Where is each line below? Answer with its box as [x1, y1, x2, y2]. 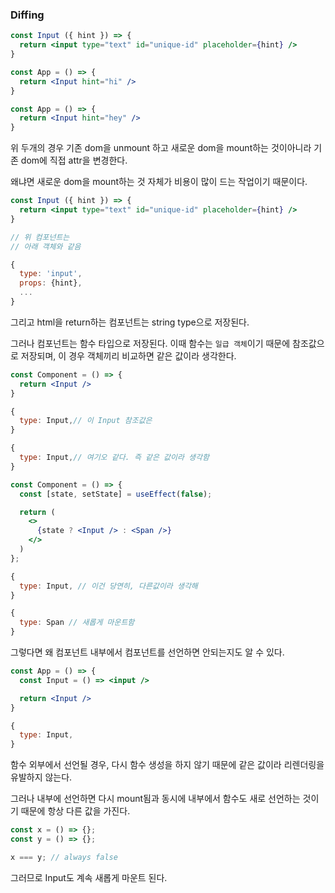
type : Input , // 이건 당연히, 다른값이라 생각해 [19, 581, 198, 591]
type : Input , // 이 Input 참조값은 [19, 416, 153, 426]
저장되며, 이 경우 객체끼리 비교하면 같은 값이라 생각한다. [20, 349, 237, 362]
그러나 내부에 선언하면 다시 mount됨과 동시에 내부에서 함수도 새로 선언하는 [10, 793, 301, 805]
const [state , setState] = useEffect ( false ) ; [19, 489, 213, 499]
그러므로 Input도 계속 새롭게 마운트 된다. [10, 871, 168, 883]
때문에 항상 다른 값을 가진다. [20, 805, 131, 817]
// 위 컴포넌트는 [10, 232, 70, 242]
